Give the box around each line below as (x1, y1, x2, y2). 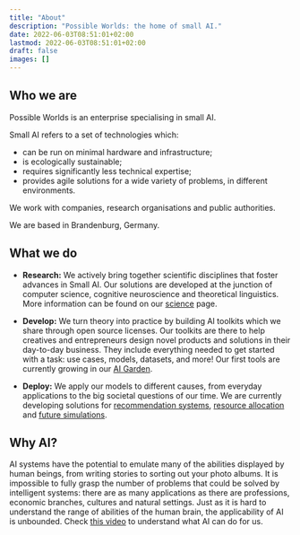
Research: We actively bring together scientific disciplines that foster (21, 269, 279, 280)
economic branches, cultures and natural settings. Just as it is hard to (9, 497, 267, 508)
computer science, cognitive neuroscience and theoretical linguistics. (21, 288, 279, 299)
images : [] (9, 55, 50, 64)
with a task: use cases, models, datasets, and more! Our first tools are (21, 354, 280, 364)
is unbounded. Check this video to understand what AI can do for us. (9, 516, 263, 527)
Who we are (9, 88, 78, 103)
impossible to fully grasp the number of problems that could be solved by (9, 478, 280, 489)
